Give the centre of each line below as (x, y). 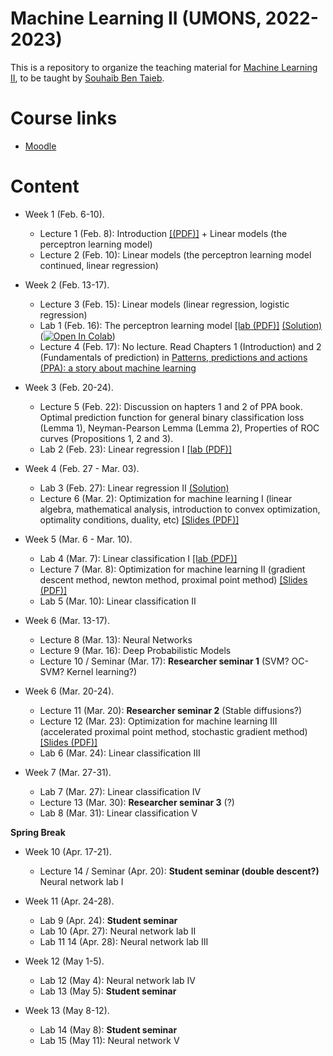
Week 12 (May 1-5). (64, 961)
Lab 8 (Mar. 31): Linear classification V (118, 813)
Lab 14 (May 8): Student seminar (108, 1029)
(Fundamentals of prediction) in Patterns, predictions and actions (173, 357)
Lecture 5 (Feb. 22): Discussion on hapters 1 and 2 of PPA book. (171, 406)
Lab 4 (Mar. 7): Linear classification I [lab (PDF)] (138, 558)
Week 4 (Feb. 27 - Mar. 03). (82, 468)
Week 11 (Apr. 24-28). (69, 901)
